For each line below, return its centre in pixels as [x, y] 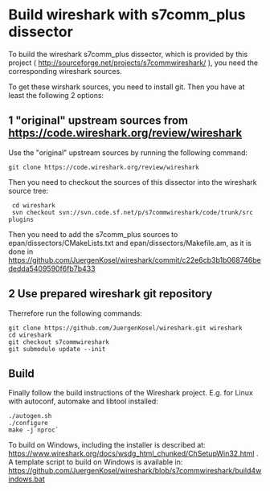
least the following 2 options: [56, 95]
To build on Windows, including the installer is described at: [107, 445]
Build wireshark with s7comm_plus [127, 15]
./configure [28, 423]
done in [21, 252]
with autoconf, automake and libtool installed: [83, 401]
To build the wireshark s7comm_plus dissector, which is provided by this [128, 54]
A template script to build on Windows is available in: [96, 462]
